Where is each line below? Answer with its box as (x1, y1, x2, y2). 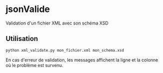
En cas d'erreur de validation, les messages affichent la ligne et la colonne (5, 56, 159, 63)
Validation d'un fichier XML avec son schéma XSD (5, 20, 109, 26)
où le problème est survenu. (5, 62, 64, 68)
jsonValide (5, 3, 50, 15)
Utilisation (5, 34, 38, 43)
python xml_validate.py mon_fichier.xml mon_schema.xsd (5, 47, 124, 53)
